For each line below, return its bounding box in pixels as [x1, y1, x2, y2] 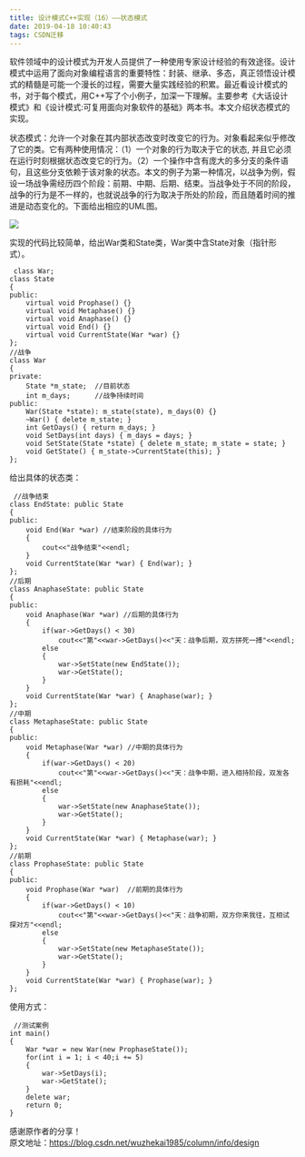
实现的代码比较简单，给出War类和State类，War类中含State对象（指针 [9, 238, 270, 249]
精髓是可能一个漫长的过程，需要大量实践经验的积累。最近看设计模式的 [25, 79, 288, 90]
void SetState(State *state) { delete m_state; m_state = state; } [25, 439, 286, 449]
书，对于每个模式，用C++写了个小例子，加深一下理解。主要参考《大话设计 [9, 90, 289, 101]
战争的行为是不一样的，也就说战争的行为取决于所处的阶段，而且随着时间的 [9, 189, 288, 200]
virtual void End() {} [25, 322, 112, 332]
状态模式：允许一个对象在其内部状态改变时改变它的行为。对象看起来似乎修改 [9, 133, 296, 144]
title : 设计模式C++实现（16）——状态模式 [9, 13, 148, 23]
